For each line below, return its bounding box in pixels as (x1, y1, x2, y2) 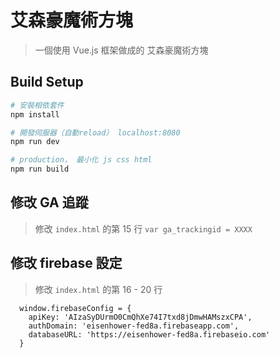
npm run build (10, 164, 70, 175)
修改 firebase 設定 (10, 255, 123, 272)
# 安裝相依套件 (10, 100, 65, 110)
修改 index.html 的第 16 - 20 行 (34, 283, 163, 295)
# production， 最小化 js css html (10, 155, 153, 165)
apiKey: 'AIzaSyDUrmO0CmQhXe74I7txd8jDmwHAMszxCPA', (28, 312, 253, 322)
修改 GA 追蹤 (10, 194, 89, 211)
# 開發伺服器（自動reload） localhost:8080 (10, 127, 181, 138)
